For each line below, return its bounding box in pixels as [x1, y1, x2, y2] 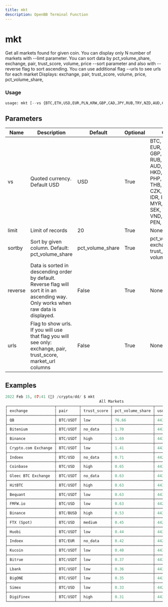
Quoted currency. [30, 175, 71, 182]
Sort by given [30, 238, 62, 245]
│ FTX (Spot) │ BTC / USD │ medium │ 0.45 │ [5, 520, 155, 525]
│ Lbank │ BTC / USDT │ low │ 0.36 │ [5, 566, 155, 571]
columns [30, 364, 51, 371]
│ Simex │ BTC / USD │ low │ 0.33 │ [5, 585, 155, 590]
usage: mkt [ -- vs [5, 101, 41, 106]
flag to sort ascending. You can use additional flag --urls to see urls [21, 66, 161, 72]
